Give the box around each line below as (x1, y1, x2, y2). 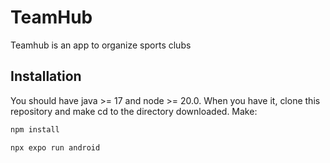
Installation (10, 68, 82, 85)
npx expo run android (10, 142, 101, 153)
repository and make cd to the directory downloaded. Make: (10, 105, 258, 117)
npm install (10, 124, 60, 135)
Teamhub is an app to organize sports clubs (10, 39, 192, 51)
